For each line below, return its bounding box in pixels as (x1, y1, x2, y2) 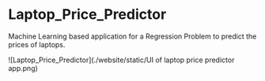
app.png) (8, 63, 38, 72)
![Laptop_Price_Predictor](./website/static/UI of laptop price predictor (8, 55, 235, 64)
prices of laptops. (8, 39, 66, 49)
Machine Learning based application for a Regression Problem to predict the (8, 31, 257, 41)
